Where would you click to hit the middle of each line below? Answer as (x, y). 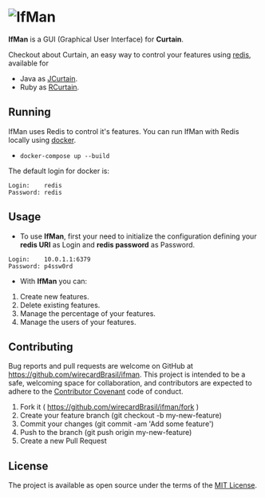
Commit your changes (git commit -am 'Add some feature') (117, 424)
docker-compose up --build (65, 156)
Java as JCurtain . (49, 78)
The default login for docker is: (59, 171)
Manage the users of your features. (78, 322)
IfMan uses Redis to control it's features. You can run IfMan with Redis (124, 131)
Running (30, 112)
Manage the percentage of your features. (87, 313)
